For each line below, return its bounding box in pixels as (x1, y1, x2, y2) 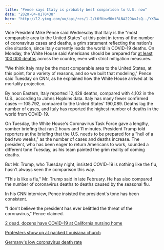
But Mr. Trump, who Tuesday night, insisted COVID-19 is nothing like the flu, (5, 161, 158, 167)
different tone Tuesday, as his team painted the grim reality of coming (5, 147, 145, 152)
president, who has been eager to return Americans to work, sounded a (5, 142, 149, 148)
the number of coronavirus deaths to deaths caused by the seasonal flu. (5, 181, 150, 187)
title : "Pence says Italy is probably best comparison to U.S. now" (5, 7, 147, 12)
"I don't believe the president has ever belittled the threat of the (5, 205, 133, 211)
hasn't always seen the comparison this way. (5, 167, 95, 173)
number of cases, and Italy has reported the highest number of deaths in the (5, 106, 159, 112)
